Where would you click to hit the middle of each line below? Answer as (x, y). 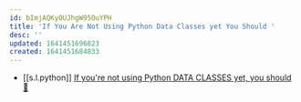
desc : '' (26, 35)
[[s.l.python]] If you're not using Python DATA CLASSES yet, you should (157, 77)
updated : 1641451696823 (55, 43)
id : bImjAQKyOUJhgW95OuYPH (61, 18)
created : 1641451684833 (55, 52)
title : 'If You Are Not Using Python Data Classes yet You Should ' (142, 26)
